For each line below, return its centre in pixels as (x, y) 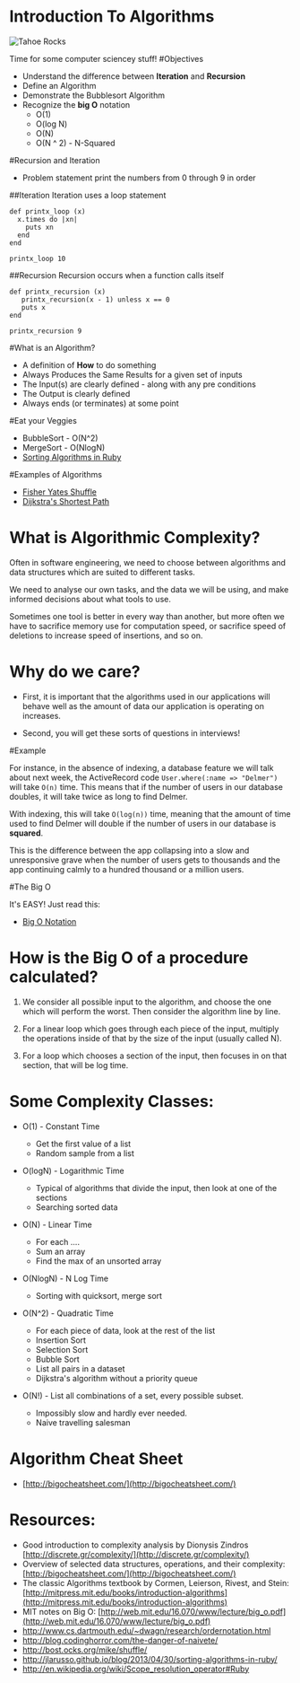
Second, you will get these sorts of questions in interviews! (131, 732)
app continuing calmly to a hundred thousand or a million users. (127, 869)
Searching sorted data (77, 1207)
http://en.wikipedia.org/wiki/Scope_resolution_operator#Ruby (136, 1669)
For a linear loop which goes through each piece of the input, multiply (150, 1029)
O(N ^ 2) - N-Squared (75, 143)
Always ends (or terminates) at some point (100, 403)
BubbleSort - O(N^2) (60, 438)
